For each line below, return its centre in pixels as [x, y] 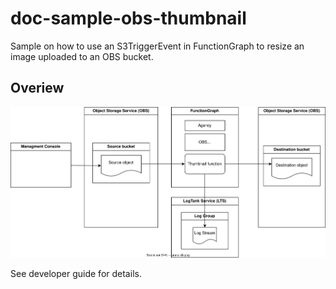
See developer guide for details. [76, 274]
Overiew [37, 88]
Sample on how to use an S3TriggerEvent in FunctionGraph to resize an [157, 46]
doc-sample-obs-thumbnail [128, 18]
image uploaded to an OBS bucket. [82, 56]
